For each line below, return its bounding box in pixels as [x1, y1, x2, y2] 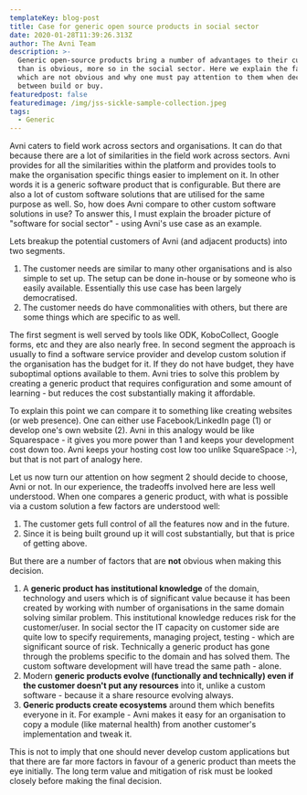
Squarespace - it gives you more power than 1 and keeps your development [9, 435, 294, 446]
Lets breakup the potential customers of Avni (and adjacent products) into [9, 236, 288, 247]
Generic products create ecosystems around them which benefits [22, 700, 276, 711]
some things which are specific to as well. [22, 312, 181, 323]
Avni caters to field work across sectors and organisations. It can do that [9, 141, 282, 152]
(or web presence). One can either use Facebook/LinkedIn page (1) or [9, 415, 272, 426]
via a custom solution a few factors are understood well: [9, 501, 221, 512]
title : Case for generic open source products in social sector [9, 22, 259, 31]
